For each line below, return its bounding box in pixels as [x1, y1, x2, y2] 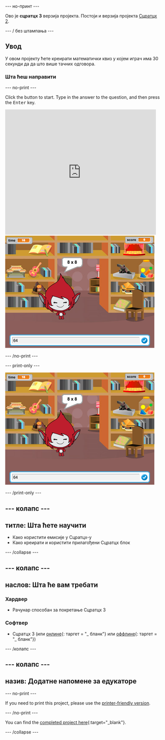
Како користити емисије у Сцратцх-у [12, 535, 92, 541]
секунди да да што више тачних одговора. [5, 61, 96, 67]
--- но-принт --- [5, 3, 40, 9]
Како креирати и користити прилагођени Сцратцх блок [12, 540, 130, 546]
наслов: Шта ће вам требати [5, 581, 98, 589]
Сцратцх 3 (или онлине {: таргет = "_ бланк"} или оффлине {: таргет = [12, 631, 158, 637]
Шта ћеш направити [5, 73, 56, 80]
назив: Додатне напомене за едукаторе [5, 677, 137, 686]
